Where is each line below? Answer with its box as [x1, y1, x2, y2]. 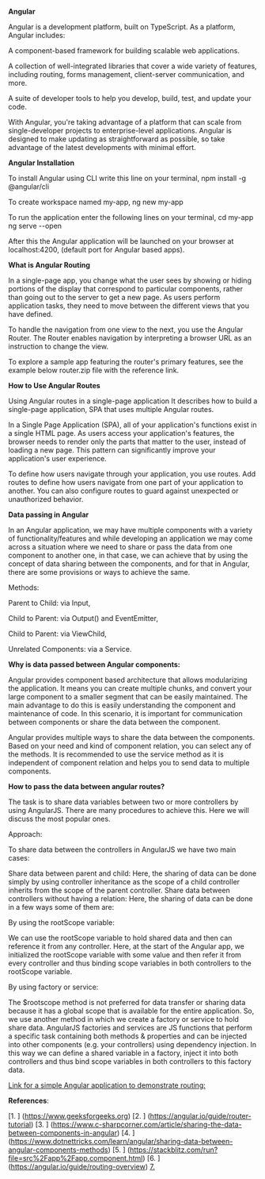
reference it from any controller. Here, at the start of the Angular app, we [8, 942, 245, 951]
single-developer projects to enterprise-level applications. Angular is [8, 126, 232, 135]
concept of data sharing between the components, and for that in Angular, [8, 559, 251, 568]
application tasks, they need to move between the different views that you [8, 301, 250, 310]
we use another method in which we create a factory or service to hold [8, 1015, 240, 1023]
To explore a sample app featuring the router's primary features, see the [8, 357, 244, 366]
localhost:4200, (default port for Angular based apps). [8, 245, 185, 254]
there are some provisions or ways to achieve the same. [8, 568, 191, 576]
